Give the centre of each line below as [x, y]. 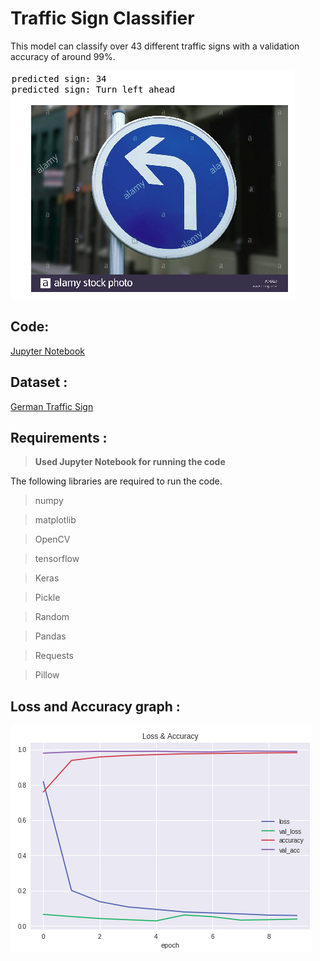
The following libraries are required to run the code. [116, 481]
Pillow [47, 675]
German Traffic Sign [52, 406]
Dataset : [39, 382]
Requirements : [59, 437]
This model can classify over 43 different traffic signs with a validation [155, 46]
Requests [54, 656]
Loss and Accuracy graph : [95, 706]
